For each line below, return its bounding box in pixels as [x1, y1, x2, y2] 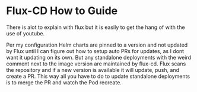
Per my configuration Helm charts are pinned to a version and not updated [6, 41, 188, 48]
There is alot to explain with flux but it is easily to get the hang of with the [6, 24, 185, 31]
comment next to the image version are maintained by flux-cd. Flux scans [6, 60, 186, 67]
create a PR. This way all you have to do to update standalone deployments [6, 73, 190, 80]
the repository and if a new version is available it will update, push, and [6, 66, 180, 73]
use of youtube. [6, 29, 45, 37]
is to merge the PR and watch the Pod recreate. [6, 78, 122, 86]
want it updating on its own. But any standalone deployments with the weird [6, 54, 192, 61]
